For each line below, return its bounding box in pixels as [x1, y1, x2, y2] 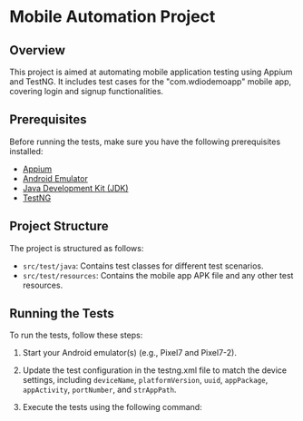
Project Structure [9, 219, 109, 234]
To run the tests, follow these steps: [9, 329, 143, 341]
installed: [9, 145, 44, 156]
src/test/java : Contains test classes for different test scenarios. [22, 260, 264, 271]
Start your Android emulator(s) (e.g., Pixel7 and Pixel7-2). [22, 348, 238, 358]
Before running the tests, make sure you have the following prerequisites [9, 136, 281, 147]
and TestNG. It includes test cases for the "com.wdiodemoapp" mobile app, [9, 76, 292, 87]
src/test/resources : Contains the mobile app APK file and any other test [22, 269, 294, 280]
